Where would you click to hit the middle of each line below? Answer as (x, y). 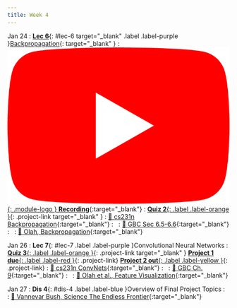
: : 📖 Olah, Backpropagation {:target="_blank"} (75, 232)
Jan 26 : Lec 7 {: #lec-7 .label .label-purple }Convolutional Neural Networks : (118, 245)
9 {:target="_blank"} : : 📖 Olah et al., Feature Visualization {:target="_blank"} (118, 276)
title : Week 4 (28, 15)
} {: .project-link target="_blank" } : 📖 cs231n (71, 217)
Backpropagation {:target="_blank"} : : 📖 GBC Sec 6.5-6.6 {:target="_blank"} (119, 224)
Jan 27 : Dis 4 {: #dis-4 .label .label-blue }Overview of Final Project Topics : (116, 289)
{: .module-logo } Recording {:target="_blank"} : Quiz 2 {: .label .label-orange (118, 209)
